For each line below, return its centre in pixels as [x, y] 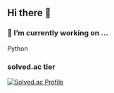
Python [18, 48]
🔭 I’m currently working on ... [58, 33]
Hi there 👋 [29, 13]
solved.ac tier [31, 66]
